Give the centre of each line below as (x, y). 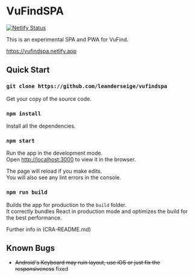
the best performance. (34, 217)
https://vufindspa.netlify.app (42, 51)
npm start (20, 141)
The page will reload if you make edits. (54, 171)
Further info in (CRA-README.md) (49, 229)
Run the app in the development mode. (55, 153)
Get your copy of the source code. (49, 99)
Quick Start (28, 70)
